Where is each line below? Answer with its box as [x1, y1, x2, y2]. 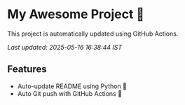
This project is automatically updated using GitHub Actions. [7, 29, 179, 38]
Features [7, 63, 47, 76]
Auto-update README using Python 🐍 [17, 82, 128, 90]
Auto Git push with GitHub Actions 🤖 [17, 89, 123, 97]
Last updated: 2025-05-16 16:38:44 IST [7, 43, 123, 51]
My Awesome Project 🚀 [7, 6, 145, 22]
